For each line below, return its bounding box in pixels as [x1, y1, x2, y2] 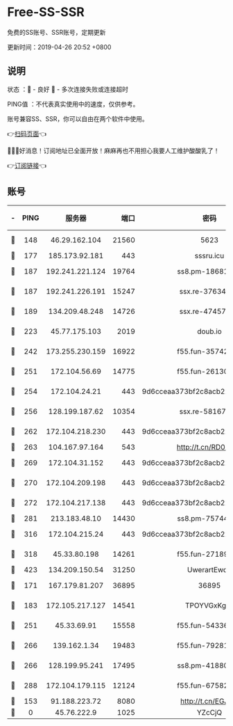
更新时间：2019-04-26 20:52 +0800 [7, 42, 112, 51]
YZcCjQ [196, 707, 223, 717]
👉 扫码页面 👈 [7, 129, 47, 138]
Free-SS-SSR [7, 4, 85, 20]
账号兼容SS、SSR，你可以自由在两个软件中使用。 [7, 114, 148, 123]
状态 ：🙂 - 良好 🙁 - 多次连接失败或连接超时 [7, 85, 128, 93]
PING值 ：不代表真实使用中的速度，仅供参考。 [7, 100, 139, 108]
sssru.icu [194, 251, 225, 260]
